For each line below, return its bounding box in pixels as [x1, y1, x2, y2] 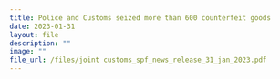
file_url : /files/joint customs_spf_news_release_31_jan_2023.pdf [9, 55, 267, 64]
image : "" [9, 47, 47, 56]
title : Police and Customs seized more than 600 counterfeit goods [9, 13, 272, 23]
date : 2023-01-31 [9, 22, 76, 31]
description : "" [9, 38, 71, 48]
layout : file [9, 30, 59, 39]
